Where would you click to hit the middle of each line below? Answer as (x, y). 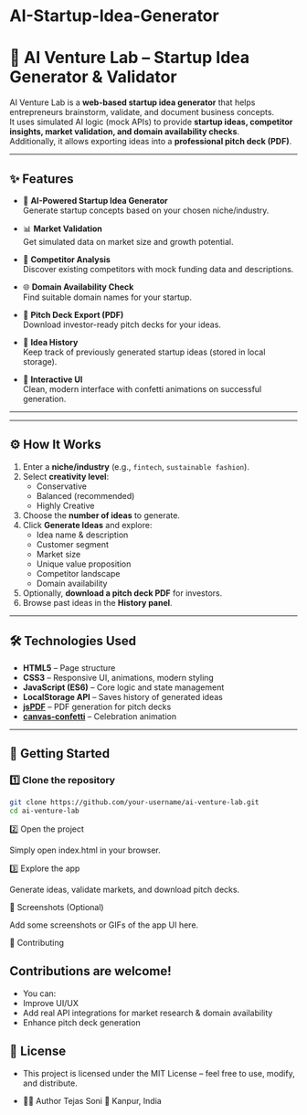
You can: (39, 993)
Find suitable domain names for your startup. (107, 297)
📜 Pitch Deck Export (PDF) (73, 314)
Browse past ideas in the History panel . (97, 602)
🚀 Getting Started (60, 754)
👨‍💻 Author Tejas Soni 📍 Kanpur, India (92, 1100)
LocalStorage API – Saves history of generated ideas (123, 696)
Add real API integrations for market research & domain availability (148, 1013)
